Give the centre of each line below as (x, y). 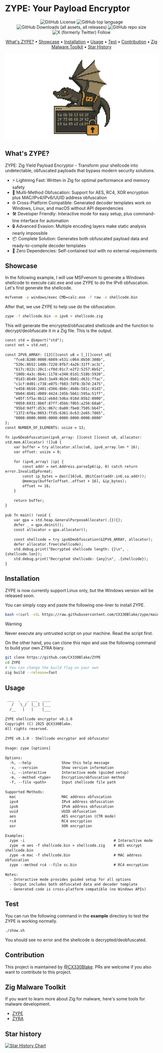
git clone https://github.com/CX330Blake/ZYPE (53, 657)
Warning (13, 624)
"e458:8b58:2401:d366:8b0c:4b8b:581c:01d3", (59, 389)
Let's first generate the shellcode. (39, 288)
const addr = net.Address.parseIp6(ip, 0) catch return (80, 467)
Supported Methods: (25, 792)
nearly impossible (30, 233)
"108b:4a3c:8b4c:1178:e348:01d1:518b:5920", (59, 374)
